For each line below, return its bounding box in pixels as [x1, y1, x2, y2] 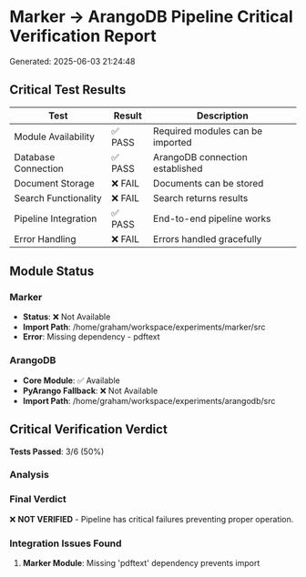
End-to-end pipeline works [153, 212, 271, 225]
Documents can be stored [153, 177, 264, 189]
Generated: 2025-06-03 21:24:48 [9, 56, 136, 66]
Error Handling [14, 232, 76, 245]
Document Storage [14, 177, 96, 189]
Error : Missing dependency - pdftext [22, 331, 161, 342]
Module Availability [14, 130, 96, 143]
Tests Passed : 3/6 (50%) [9, 446, 105, 457]
